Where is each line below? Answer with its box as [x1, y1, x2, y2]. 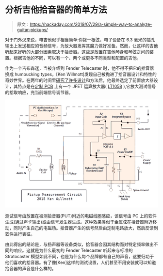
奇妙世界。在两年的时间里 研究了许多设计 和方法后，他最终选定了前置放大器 [5, 77, 154, 83]
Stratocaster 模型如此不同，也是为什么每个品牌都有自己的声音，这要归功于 [5, 253, 154, 259]
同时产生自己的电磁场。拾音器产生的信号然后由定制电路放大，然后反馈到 [13, 225, 158, 230]
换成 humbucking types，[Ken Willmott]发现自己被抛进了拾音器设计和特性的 [5, 71, 157, 77]
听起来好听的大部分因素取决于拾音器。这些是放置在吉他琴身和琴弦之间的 [5, 49, 149, 55]
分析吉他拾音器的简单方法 [5, 4, 108, 15]
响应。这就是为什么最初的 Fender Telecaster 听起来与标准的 [13, 247, 133, 253]
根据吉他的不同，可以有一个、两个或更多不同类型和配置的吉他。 [13, 55, 141, 61]
